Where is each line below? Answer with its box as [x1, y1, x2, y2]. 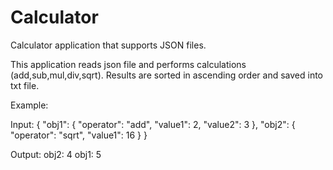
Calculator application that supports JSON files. [10, 39, 207, 51]
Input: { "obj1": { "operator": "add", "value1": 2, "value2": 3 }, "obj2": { [10, 118, 296, 130]
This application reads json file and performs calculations [10, 58, 247, 70]
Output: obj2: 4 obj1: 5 [10, 148, 102, 160]
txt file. [10, 79, 40, 91]
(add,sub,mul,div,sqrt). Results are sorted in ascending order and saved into [10, 69, 324, 81]
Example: [10, 99, 49, 111]
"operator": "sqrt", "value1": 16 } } [10, 129, 148, 141]
